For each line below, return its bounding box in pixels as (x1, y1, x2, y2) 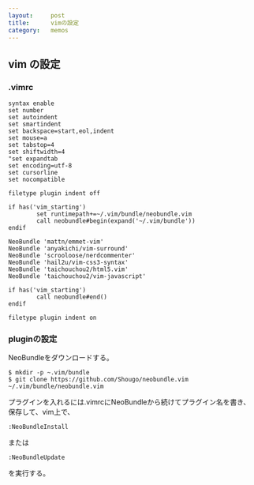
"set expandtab (8, 155, 58, 163)
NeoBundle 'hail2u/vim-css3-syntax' (8, 258, 129, 267)
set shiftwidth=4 (8, 148, 65, 156)
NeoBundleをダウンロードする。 (8, 353, 114, 363)
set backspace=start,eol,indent (8, 127, 114, 135)
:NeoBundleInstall (8, 423, 69, 431)
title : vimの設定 (8, 19, 80, 27)
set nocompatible (8, 175, 65, 184)
